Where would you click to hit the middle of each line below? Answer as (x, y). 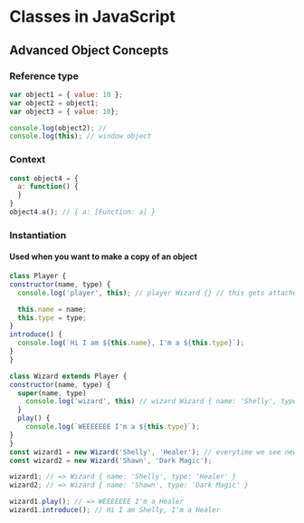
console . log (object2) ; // (58, 128)
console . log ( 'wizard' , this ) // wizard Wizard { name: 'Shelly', (152, 402)
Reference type (44, 76)
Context (28, 160)
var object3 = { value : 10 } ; (64, 111)
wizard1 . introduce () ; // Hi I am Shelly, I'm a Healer (115, 510)
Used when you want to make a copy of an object (103, 257)
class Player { (38, 276)
